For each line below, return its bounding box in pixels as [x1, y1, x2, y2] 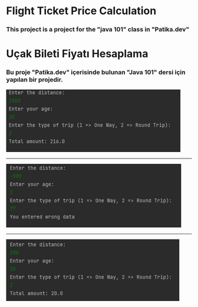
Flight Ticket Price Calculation [6, 4, 157, 18]
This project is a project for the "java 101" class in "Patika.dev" [6, 25, 190, 34]
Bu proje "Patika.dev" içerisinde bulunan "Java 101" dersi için [6, 68, 186, 76]
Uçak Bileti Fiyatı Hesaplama [6, 47, 148, 60]
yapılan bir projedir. [6, 76, 63, 84]
